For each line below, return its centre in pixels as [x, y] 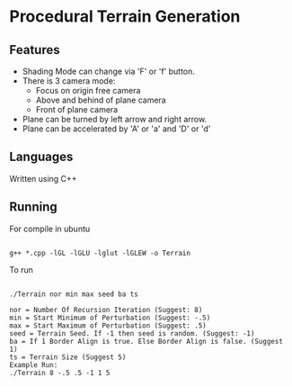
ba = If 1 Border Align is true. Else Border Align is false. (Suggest [146, 341]
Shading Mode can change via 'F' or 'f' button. [109, 71]
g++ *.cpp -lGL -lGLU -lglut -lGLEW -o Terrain [100, 253]
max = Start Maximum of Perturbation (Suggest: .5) [108, 326]
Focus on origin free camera [88, 90]
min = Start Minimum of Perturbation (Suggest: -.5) [110, 318]
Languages [41, 157]
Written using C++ [44, 178]
